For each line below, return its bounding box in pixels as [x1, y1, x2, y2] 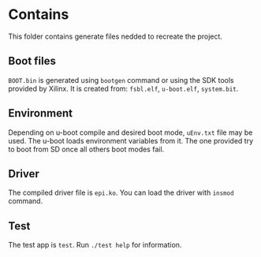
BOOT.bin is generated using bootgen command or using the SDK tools [8, 75, 234, 84]
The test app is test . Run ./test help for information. [8, 240, 182, 250]
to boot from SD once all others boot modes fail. [8, 144, 165, 154]
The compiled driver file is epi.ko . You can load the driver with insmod [8, 188, 234, 198]
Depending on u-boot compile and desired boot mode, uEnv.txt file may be [8, 128, 253, 137]
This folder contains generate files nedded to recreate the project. [8, 32, 223, 41]
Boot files [8, 54, 57, 68]
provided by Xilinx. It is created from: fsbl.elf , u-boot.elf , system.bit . [8, 84, 239, 93]
